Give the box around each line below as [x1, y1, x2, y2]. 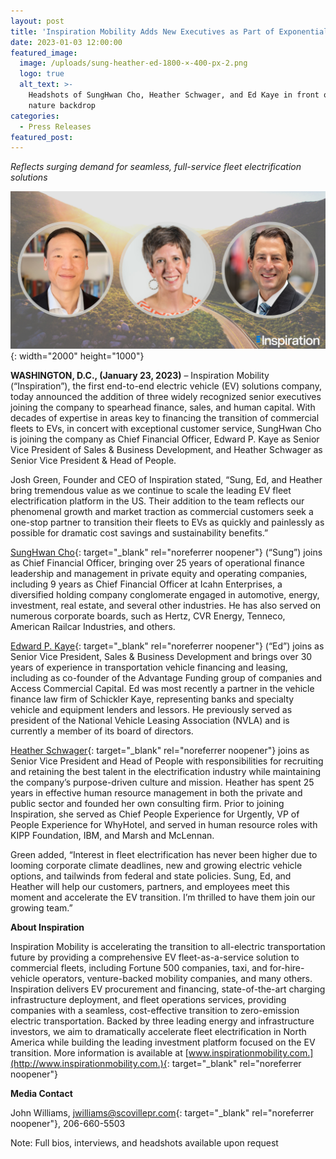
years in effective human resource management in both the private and [10, 787, 303, 799]
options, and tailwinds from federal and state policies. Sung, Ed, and [10, 870, 292, 882]
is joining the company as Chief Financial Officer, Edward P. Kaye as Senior [10, 433, 320, 445]
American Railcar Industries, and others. [10, 621, 176, 633]
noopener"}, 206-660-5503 [10, 1118, 126, 1130]
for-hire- [269, 962, 305, 974]
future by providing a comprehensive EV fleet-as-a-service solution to [10, 951, 300, 964]
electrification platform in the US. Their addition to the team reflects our [10, 495, 305, 507]
